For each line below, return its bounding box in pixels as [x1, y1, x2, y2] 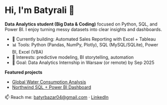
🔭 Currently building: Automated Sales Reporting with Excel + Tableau [11, 36, 156, 42]
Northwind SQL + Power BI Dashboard [11, 84, 91, 90]
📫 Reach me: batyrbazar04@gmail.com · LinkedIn [4, 94, 109, 100]
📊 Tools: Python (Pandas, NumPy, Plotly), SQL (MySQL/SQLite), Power [11, 41, 158, 47]
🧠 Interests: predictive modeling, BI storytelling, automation [11, 54, 134, 60]
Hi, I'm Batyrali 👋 [4, 4, 75, 16]
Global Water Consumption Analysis [11, 78, 86, 84]
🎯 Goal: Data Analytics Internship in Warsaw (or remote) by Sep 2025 [11, 59, 154, 65]
